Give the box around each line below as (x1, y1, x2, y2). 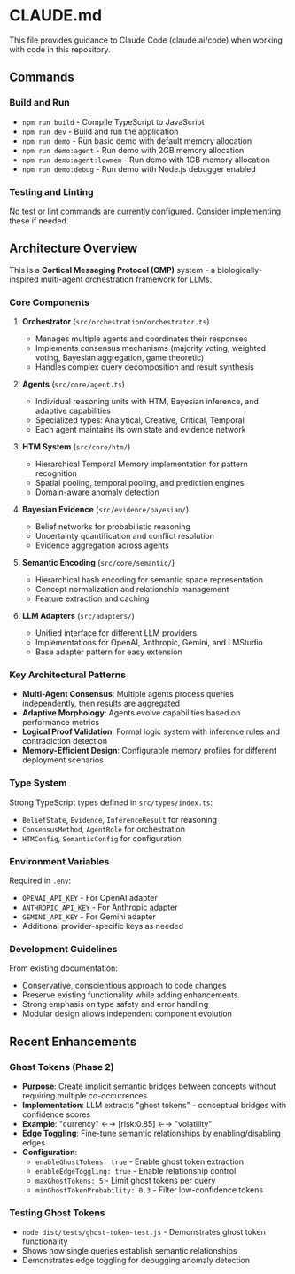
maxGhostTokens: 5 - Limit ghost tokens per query (35, 1175, 216, 1185)
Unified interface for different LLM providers (35, 628, 198, 638)
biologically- (216, 264, 263, 275)
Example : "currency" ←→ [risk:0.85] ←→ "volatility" (21, 1118, 213, 1129)
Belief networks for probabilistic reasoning (35, 521, 190, 532)
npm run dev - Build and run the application (21, 126, 179, 137)
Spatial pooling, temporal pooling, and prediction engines (35, 478, 245, 488)
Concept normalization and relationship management (35, 584, 229, 595)
